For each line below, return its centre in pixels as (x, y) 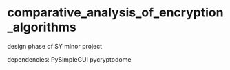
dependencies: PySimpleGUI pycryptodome (69, 59)
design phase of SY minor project (55, 46)
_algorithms (42, 27)
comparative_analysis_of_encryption (115, 13)
